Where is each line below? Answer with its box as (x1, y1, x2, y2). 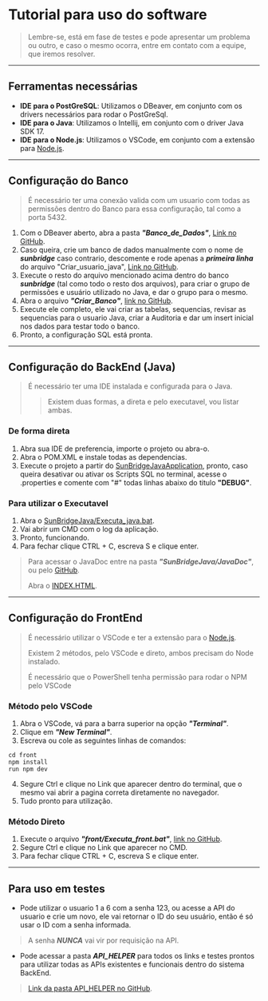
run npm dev (8, 765, 48, 773)
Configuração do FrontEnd (8, 612, 143, 625)
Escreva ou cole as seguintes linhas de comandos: (19, 736, 187, 745)
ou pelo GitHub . (27, 565, 80, 575)
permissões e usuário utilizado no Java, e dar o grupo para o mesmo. (19, 287, 249, 297)
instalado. (27, 656, 61, 666)
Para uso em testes (8, 882, 105, 895)
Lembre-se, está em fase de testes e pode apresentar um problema (27, 32, 250, 42)
